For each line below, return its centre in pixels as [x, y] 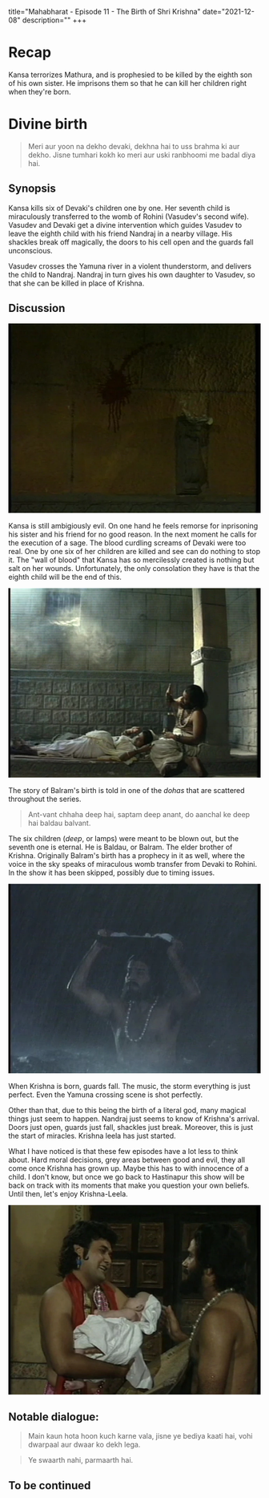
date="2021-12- [229, 12]
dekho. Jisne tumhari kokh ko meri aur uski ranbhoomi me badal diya [142, 155]
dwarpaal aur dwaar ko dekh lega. [84, 1445]
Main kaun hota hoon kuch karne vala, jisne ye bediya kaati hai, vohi [140, 1436]
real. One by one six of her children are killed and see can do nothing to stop [134, 551]
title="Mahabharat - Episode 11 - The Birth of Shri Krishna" [105, 12]
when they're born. [40, 91]
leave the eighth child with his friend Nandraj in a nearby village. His [120, 233]
